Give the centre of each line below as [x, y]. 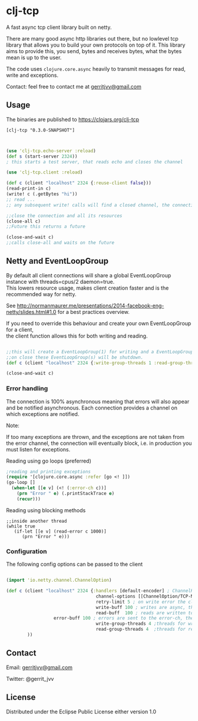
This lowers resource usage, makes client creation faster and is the [88, 288]
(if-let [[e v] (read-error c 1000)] [60, 531]
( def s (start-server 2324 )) [42, 156]
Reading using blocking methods [46, 510]
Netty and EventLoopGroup [57, 261]
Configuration [27, 551]
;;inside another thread [37, 521]
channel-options [115, 596]
